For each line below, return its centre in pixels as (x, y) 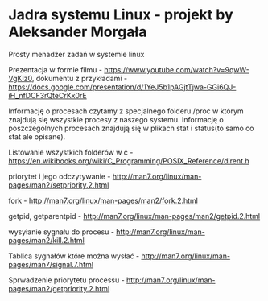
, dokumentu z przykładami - (79, 78)
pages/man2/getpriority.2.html (59, 288)
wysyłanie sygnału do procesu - (62, 232)
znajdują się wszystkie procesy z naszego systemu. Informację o (116, 119)
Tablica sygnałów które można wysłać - (74, 256)
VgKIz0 (20, 78)
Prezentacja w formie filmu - (56, 69)
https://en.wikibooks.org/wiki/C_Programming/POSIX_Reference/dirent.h (129, 161)
